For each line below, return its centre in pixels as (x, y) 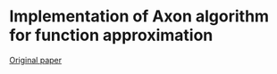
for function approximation (111, 35)
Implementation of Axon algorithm (139, 16)
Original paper (36, 60)
